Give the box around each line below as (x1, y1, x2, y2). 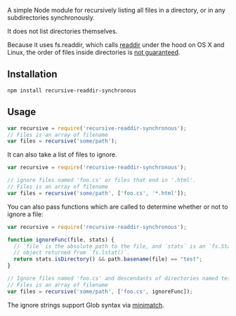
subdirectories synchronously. (7, 13, 95, 22)
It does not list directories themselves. (7, 27, 118, 35)
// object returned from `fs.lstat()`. (13, 249, 131, 256)
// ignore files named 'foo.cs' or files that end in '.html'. (7, 177, 197, 184)
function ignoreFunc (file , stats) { (7, 236, 114, 243)
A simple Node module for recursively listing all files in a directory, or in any (7, 6, 226, 14)
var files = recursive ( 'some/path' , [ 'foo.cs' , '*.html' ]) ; (7, 190, 188, 197)
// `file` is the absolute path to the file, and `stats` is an (13, 242, 206, 250)
